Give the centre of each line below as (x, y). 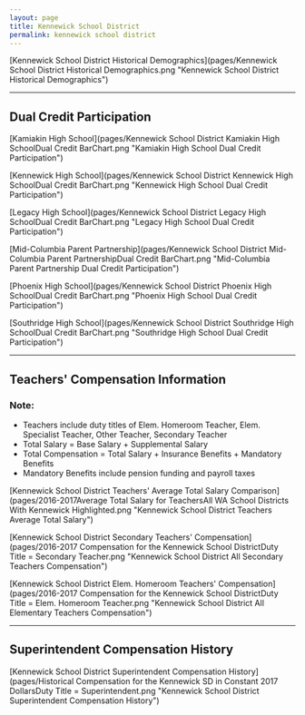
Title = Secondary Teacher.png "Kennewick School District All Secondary (147, 556)
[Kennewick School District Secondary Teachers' (101, 537)
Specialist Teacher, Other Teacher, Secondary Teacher (125, 434)
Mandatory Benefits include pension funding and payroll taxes (139, 473)
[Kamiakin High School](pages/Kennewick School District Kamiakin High (144, 139)
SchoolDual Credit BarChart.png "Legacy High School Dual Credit (132, 222)
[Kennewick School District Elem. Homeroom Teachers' (113, 583)
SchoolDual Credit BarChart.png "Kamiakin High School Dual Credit (135, 148)
